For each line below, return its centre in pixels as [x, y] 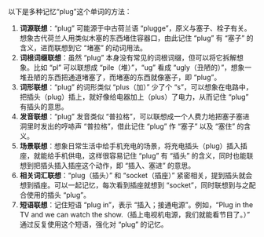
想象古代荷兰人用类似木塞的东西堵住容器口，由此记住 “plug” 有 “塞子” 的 [136, 38]
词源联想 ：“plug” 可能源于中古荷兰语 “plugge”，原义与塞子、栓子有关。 [135, 28]
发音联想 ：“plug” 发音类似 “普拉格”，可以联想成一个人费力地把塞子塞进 [134, 117]
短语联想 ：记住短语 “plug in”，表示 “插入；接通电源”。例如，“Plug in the [136, 205]
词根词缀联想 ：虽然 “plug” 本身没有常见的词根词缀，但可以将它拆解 [128, 58]
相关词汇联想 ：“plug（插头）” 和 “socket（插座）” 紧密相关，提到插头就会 [136, 175]
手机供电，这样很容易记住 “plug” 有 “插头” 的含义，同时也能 [150, 156]
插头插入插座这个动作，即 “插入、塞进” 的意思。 [118, 166]
